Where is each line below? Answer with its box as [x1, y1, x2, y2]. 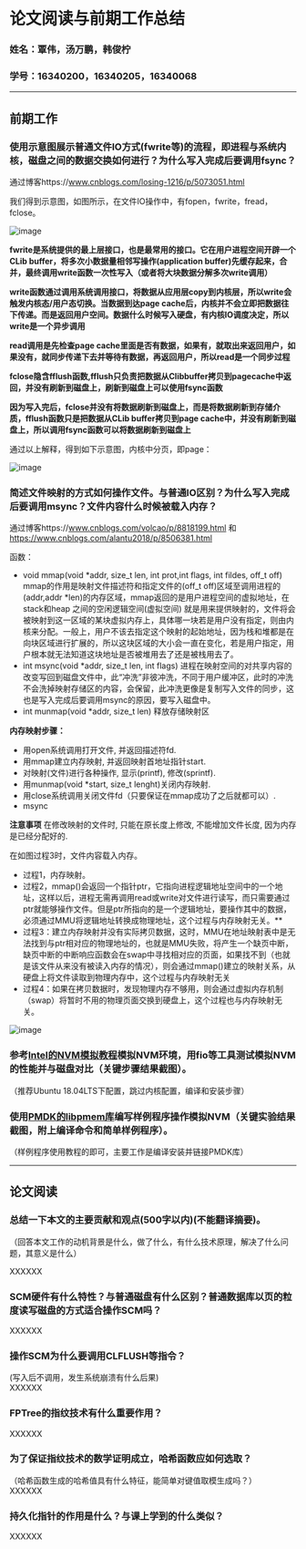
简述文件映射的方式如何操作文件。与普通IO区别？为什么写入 [9, 487, 271, 500]
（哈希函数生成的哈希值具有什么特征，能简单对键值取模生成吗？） [9, 1474, 257, 1486]
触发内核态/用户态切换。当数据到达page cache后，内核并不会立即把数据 [9, 298, 281, 309]
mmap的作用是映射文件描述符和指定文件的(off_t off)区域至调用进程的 [22, 581, 281, 592]
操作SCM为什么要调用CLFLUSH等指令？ [9, 1349, 187, 1362]
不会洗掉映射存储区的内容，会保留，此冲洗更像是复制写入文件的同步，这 [22, 683, 294, 694]
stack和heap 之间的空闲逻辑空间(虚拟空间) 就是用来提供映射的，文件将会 [22, 604, 296, 614]
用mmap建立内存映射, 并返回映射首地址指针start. [22, 756, 207, 767]
